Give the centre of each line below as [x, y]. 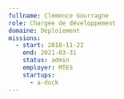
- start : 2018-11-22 [50, 46]
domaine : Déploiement [44, 30]
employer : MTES [48, 68]
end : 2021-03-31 [50, 53]
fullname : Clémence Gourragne [59, 16]
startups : [39, 75]
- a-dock [44, 82]
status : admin [46, 61]
